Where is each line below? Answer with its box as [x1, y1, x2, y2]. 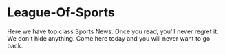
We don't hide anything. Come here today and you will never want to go [7, 34, 211, 42]
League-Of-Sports [7, 5, 116, 20]
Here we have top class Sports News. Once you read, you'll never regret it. [7, 27, 219, 35]
